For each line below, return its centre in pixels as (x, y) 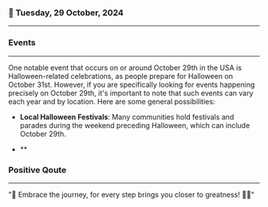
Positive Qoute (37, 170)
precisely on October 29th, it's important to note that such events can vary (131, 93)
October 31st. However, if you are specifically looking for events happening (132, 84)
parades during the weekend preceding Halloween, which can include (135, 125)
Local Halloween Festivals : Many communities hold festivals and (127, 117)
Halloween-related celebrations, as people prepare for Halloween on (121, 76)
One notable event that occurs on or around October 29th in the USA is (125, 68)
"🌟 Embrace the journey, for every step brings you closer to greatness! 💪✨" (132, 194)
